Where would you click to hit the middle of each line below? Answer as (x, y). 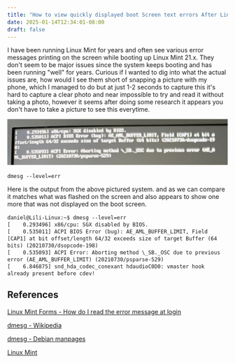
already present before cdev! (51, 273)
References (33, 295)
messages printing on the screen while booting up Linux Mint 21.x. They (111, 58)
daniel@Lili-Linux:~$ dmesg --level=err (67, 217)
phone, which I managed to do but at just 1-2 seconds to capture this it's (111, 87)
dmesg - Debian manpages (47, 339)
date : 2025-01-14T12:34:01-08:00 (56, 22)
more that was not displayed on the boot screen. (77, 204)
